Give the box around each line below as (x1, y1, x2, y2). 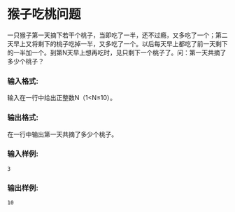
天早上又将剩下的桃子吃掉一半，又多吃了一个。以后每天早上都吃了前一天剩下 (7, 39, 228, 48)
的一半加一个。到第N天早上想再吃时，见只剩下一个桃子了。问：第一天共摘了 (7, 48, 227, 57)
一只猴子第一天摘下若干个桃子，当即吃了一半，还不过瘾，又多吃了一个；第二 (7, 31, 228, 39)
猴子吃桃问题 (7, 6, 82, 22)
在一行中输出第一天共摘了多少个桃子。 (7, 130, 117, 139)
